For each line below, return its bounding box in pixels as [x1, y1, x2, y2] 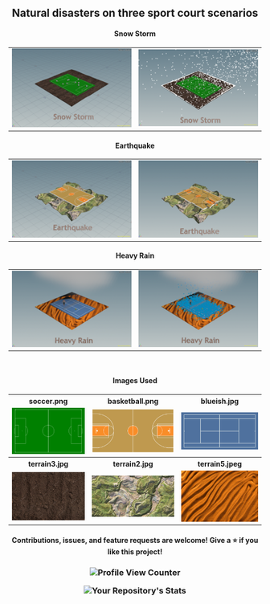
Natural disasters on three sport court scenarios [11, 6, 259, 20]
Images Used [112, 376, 158, 386]
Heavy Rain [115, 251, 155, 260]
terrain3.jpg [27, 459, 69, 468]
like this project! [107, 546, 163, 557]
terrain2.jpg [112, 459, 153, 468]
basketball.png [107, 396, 159, 406]
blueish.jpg [200, 396, 239, 406]
